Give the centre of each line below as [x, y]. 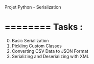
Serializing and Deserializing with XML [50, 56]
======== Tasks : [44, 27]
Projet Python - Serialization [33, 7]
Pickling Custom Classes [37, 46]
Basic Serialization [30, 40]
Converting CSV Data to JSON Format [50, 51]
